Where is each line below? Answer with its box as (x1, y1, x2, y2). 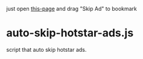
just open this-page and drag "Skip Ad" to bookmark (6, 5, 138, 12)
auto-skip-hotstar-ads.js (6, 26, 134, 40)
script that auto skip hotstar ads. (6, 46, 87, 53)
